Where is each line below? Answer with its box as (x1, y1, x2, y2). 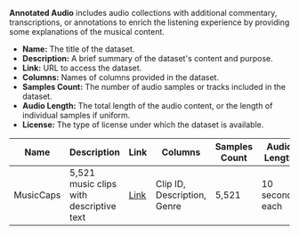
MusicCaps (13, 189, 61, 201)
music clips (69, 178, 117, 190)
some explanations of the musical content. (9, 27, 165, 36)
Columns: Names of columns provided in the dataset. (21, 72, 220, 83)
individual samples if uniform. (21, 110, 131, 120)
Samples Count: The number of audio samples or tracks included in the (21, 82, 287, 92)
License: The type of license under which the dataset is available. (21, 119, 264, 130)
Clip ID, (155, 178, 187, 190)
